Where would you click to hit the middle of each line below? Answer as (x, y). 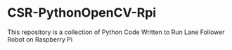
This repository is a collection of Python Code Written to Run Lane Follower (116, 32)
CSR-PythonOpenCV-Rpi (82, 13)
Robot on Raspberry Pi (40, 39)
